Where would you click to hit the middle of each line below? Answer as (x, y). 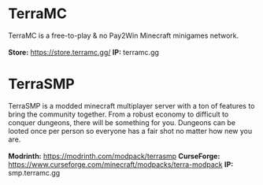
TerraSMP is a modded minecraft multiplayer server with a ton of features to (131, 105)
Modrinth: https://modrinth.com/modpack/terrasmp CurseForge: (114, 156)
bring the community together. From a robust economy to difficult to (119, 114)
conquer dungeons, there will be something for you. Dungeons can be (122, 122)
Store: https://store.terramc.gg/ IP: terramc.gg (84, 52)
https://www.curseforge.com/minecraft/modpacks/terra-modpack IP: (121, 164)
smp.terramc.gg (34, 172)
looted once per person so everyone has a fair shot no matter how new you (130, 131)
